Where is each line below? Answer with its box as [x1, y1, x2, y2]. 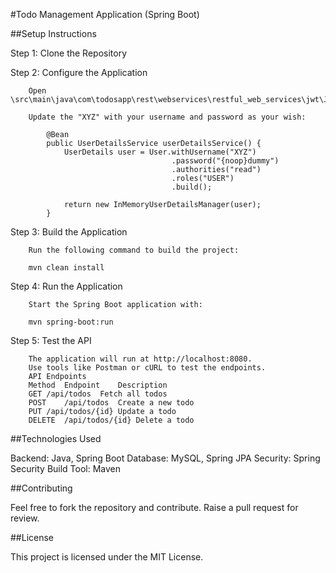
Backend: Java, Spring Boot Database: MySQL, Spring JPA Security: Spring [10, 452, 321, 464]
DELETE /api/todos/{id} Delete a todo [28, 415, 195, 425]
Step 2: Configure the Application [10, 67, 148, 78]
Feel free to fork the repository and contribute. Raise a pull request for [10, 502, 299, 513]
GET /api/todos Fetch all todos [28, 389, 168, 399]
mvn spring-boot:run [28, 317, 114, 327]
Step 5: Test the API [10, 335, 92, 346]
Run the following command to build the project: [28, 245, 240, 255]
